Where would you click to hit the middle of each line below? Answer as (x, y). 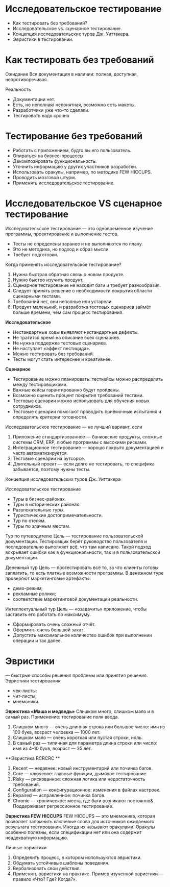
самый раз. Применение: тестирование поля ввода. (62, 717)
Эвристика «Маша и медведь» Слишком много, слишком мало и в (80, 711)
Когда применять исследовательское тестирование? (63, 264)
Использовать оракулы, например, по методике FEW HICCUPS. (82, 172)
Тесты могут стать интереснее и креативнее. (62, 359)
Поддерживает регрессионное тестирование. (63, 806)
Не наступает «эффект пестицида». (52, 348)
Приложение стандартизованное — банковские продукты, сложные (87, 436)
